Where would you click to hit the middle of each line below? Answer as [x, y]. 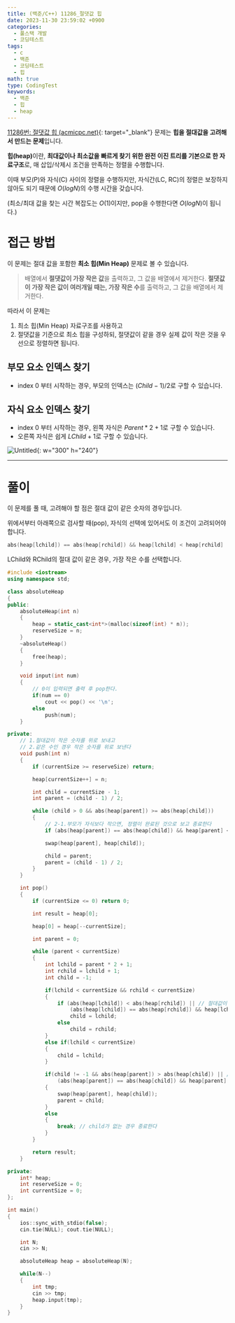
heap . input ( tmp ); [57, 1300]
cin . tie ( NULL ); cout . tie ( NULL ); [67, 1229]
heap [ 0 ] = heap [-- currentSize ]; [80, 926]
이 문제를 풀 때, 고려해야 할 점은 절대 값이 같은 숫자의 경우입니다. [95, 508]
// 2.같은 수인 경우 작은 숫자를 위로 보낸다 [76, 747]
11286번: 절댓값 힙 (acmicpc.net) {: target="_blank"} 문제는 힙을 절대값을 [108, 132]
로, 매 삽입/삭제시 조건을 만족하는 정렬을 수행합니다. [94, 164]
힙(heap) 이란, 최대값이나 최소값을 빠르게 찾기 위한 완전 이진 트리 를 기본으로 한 [113, 155]
